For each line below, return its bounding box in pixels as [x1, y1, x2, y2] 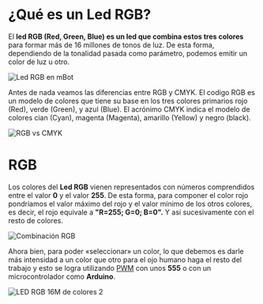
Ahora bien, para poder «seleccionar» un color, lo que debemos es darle [8, 246, 244, 256]
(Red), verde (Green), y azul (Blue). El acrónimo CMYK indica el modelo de [8, 104, 250, 114]
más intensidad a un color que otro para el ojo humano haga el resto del [8, 255, 242, 264]
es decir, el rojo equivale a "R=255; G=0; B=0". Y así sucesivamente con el [8, 207, 254, 217]
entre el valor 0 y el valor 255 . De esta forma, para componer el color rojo [8, 190, 249, 199]
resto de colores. [8, 215, 63, 225]
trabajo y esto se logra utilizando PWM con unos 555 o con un [8, 263, 212, 272]
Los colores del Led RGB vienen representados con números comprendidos [8, 182, 255, 192]
